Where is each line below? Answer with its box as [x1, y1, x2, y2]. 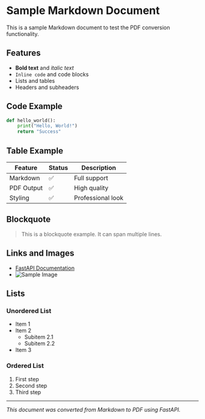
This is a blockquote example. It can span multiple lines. [21, 230, 162, 238]
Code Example [6, 101, 63, 111]
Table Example [6, 146, 63, 156]
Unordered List [6, 306, 52, 315]
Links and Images [6, 248, 74, 259]
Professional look [74, 194, 124, 202]
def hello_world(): [6, 117, 56, 124]
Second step [15, 382, 48, 389]
